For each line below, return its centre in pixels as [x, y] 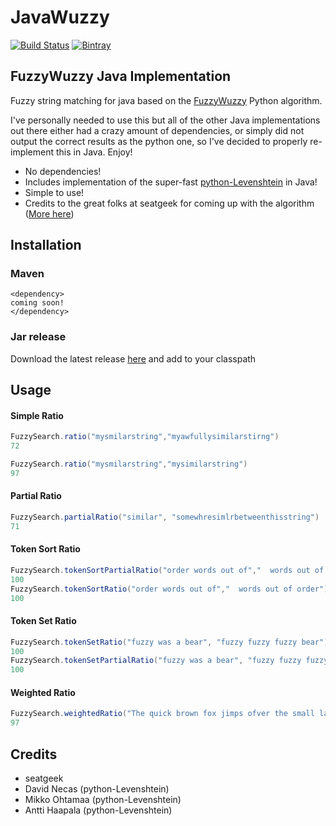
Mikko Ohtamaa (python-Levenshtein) [103, 799]
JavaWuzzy [60, 17]
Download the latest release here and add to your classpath [133, 358]
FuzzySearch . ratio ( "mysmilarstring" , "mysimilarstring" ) [129, 464]
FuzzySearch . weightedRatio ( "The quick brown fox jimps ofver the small [162, 714]
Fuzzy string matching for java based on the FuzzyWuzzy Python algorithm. [166, 100]
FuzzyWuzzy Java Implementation [121, 76]
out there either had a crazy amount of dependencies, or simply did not [157, 130]
